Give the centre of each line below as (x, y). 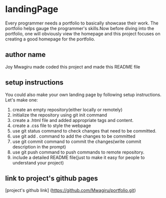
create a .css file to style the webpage (52, 125)
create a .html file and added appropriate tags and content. (73, 120)
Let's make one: (22, 100)
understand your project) (38, 162)
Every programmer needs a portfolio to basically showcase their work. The (82, 23)
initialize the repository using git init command (60, 115)
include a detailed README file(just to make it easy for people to (79, 157)
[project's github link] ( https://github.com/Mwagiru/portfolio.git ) (71, 190)
